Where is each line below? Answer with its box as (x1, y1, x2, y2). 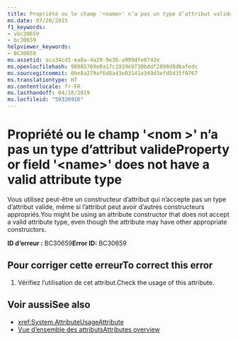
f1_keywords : (7, 23, 46, 30)
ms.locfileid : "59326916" (7, 96, 84, 103)
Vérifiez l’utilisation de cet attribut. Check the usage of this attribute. (17, 278, 215, 287)
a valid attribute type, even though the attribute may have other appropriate (7, 217, 228, 226)
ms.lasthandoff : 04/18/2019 (7, 89, 91, 96)
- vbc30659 (7, 30, 40, 38)
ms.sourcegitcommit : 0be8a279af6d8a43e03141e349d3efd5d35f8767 (7, 69, 198, 76)
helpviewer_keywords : (7, 43, 72, 50)
